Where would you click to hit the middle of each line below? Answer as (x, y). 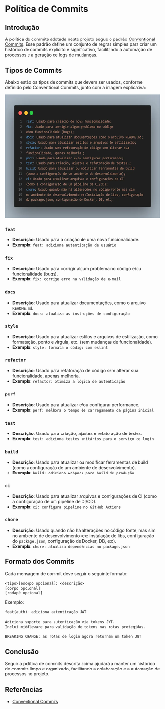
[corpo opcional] (23, 588)
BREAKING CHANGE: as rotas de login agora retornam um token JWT (73, 636)
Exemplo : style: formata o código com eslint (60, 347)
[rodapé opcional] (24, 593)
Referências (24, 689)
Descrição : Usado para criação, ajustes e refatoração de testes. (77, 433)
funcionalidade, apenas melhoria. (46, 376)
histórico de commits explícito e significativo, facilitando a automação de (79, 50)
